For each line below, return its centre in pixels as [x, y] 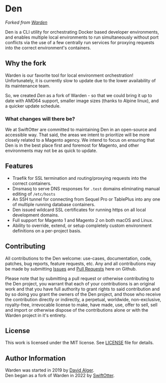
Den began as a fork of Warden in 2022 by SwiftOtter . [60, 376]
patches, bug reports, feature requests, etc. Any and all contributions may [81, 264]
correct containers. [32, 183]
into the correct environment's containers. [48, 48]
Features [19, 166]
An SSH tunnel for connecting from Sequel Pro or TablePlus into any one [86, 199]
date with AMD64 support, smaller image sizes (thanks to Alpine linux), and [82, 101]
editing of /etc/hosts [34, 194]
